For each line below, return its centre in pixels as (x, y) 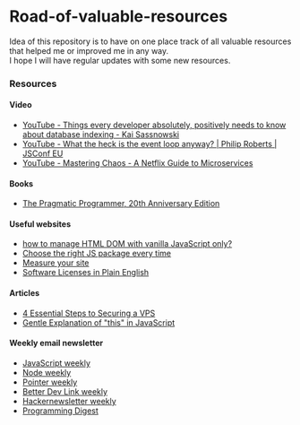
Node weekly (47, 372)
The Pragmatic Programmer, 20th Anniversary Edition (121, 204)
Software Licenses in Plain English (86, 273)
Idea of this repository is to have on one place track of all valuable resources (150, 41)
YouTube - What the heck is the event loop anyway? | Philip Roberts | (150, 144)
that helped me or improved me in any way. (89, 50)
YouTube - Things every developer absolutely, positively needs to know (154, 125)
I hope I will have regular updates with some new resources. (120, 60)
